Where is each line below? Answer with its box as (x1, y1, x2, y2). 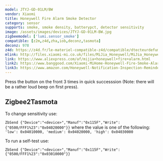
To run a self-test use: (5, 138, 49, 144)
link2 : (5, 61, 18, 66)
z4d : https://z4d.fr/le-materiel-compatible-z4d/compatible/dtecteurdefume (5, 47, 162, 52)
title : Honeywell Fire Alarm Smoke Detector (5, 16, 97, 21)
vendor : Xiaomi (5, 12, 36, 16)
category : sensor (5, 20, 40, 26)
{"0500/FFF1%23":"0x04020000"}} (5, 125, 70, 130)
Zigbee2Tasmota (5, 98, 58, 106)
